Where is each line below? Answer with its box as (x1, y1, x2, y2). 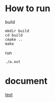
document (5, 76, 48, 87)
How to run (5, 3, 51, 14)
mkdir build (5, 28, 29, 33)
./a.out (5, 59, 21, 64)
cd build (5, 33, 23, 38)
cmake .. (5, 37, 23, 42)
